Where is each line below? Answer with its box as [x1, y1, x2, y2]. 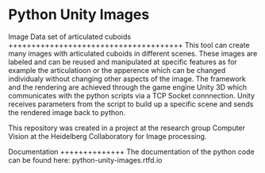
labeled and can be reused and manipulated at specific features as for [8, 57, 238, 67]
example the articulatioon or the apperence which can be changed [8, 65, 226, 75]
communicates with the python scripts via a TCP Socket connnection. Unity [8, 90, 255, 100]
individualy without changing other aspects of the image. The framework [8, 74, 246, 83]
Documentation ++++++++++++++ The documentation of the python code [8, 147, 255, 156]
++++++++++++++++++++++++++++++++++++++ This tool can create [8, 40, 250, 49]
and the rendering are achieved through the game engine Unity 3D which [8, 82, 248, 92]
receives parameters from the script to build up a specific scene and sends [8, 99, 254, 109]
